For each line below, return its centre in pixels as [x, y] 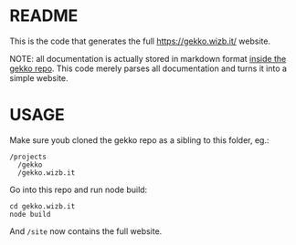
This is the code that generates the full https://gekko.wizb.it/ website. [140, 41]
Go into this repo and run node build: [79, 189]
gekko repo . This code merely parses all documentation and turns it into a [148, 68]
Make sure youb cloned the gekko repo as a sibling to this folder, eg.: [139, 140]
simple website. [39, 77]
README [44, 16]
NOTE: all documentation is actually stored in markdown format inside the [148, 58]
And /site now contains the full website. [86, 231]
